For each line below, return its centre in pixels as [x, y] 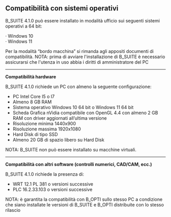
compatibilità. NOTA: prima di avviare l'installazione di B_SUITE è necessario [85, 57]
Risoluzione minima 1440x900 [44, 123]
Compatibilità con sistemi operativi [62, 8]
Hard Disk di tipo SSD [35, 134]
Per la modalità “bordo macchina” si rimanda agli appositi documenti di [79, 51]
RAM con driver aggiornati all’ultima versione [60, 118]
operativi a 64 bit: [24, 26]
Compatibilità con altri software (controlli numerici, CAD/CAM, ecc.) [79, 164]
